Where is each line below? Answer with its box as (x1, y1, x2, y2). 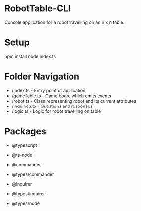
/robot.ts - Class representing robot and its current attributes (11, 98, 136, 104)
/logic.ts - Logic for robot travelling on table (11, 108, 101, 114)
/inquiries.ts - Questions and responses (11, 103, 93, 109)
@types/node (11, 200, 40, 206)
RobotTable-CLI (4, 3, 70, 14)
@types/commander (11, 171, 54, 177)
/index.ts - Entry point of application (11, 87, 86, 93)
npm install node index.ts (4, 53, 56, 59)
